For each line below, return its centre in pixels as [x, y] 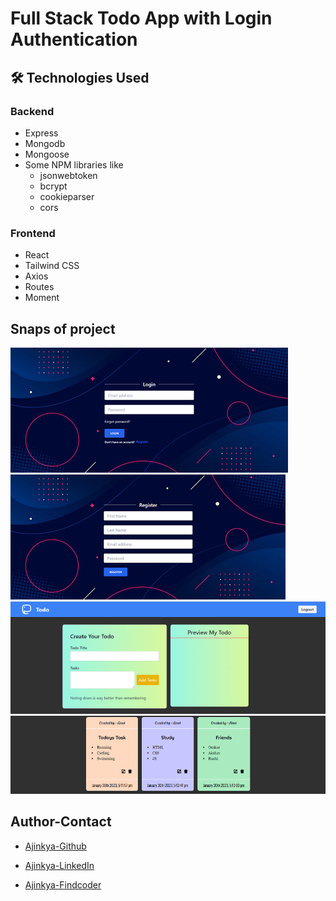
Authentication [74, 39]
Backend [32, 111]
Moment [42, 298]
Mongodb [45, 143]
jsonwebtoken [68, 175]
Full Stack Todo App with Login [141, 18]
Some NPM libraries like [74, 164]
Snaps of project [63, 328]
